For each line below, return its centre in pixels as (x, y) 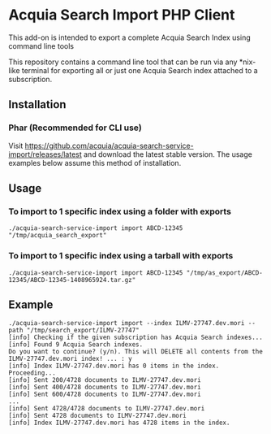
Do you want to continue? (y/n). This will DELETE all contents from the (136, 352)
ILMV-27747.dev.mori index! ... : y (70, 359)
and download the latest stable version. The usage (168, 154)
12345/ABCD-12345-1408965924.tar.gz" (72, 280)
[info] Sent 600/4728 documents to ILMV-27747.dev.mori (105, 395)
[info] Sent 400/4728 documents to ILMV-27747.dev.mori (105, 388)
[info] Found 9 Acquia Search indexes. (76, 345)
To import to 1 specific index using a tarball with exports (121, 256)
